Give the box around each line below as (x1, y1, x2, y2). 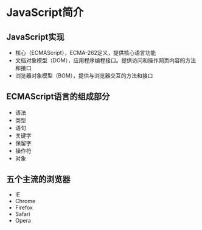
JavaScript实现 (6, 32, 65, 42)
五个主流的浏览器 (6, 174, 71, 185)
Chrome (15, 197, 36, 204)
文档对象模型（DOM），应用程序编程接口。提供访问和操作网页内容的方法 (15, 57, 197, 64)
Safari (15, 210, 30, 217)
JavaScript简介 (6, 5, 84, 20)
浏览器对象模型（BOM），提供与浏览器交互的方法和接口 (15, 72, 153, 79)
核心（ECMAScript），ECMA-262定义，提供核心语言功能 (15, 49, 156, 56)
